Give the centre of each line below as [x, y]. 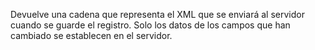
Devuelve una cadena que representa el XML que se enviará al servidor [157, 14]
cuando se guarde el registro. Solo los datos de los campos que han [150, 25]
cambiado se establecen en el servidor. [91, 35]
